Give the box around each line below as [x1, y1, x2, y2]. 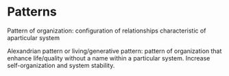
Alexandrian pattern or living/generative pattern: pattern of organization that [7, 47, 222, 55]
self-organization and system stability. [7, 61, 115, 69]
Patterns [7, 4, 57, 20]
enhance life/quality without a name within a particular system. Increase [7, 54, 210, 62]
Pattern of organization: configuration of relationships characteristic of [7, 26, 206, 35]
